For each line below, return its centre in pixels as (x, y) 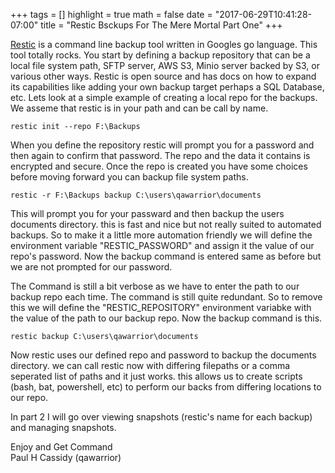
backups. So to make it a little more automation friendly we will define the (161, 235)
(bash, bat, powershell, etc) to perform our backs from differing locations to (166, 387)
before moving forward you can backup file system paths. (129, 177)
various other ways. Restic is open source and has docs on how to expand (163, 76)
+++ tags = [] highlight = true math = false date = (111, 14)
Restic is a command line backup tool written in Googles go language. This (164, 44)
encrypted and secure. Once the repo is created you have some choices (159, 166)
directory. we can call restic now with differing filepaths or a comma (150, 365)
